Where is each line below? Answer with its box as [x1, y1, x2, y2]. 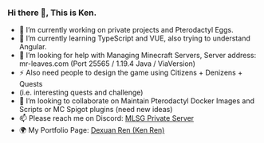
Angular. [18, 42, 47, 52]
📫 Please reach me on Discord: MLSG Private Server [18, 114, 195, 123]
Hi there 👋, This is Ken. [7, 7, 97, 18]
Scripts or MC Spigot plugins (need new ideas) [18, 105, 173, 114]
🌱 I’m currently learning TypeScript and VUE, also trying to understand [18, 33, 250, 43]
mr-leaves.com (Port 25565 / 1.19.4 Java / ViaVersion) [18, 59, 196, 68]
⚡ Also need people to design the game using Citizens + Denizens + [18, 68, 243, 78]
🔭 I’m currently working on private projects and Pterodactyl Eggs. [18, 25, 234, 35]
